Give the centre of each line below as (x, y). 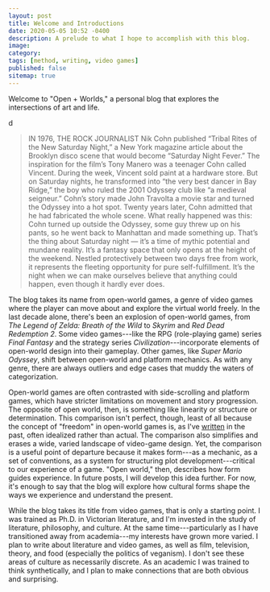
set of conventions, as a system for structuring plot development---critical (132, 461)
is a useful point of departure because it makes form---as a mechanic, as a (133, 452)
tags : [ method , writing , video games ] (73, 61)
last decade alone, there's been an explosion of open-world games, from (130, 317)
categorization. (33, 376)
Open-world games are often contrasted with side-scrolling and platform (129, 392)
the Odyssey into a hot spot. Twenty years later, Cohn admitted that (140, 207)
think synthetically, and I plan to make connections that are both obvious (129, 570)
